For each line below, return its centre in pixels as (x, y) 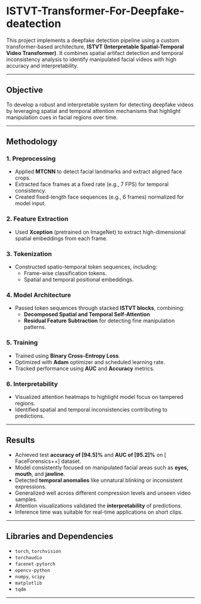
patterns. (35, 327)
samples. (26, 499)
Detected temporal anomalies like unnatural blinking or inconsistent (99, 480)
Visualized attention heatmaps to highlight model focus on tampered (99, 396)
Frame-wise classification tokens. (65, 273)
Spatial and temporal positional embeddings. (79, 280)
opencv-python (32, 570)
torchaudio (28, 557)
